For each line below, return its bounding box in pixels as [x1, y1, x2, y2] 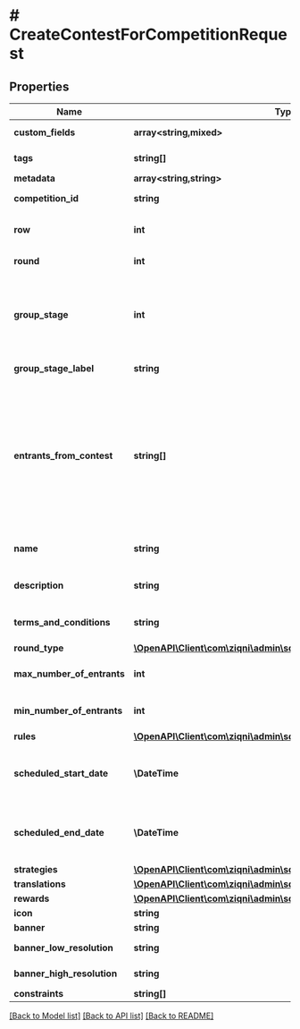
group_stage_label [13, 362, 95, 374]
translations [13, 878, 66, 890]
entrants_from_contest [13, 449, 113, 462]
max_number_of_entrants [13, 668, 125, 680]
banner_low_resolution [13, 941, 114, 954]
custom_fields [13, 126, 76, 139]
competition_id [13, 192, 79, 204]
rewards [13, 892, 50, 905]
